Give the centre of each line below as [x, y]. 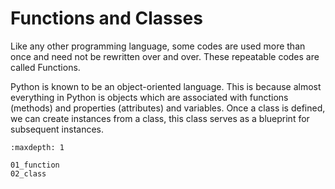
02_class [28, 173]
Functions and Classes [106, 18]
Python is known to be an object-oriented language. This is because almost [166, 86]
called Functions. [45, 67]
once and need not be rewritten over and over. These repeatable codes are [165, 56]
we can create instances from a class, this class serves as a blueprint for [160, 118]
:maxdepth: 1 [37, 147]
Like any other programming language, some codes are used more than [158, 46]
